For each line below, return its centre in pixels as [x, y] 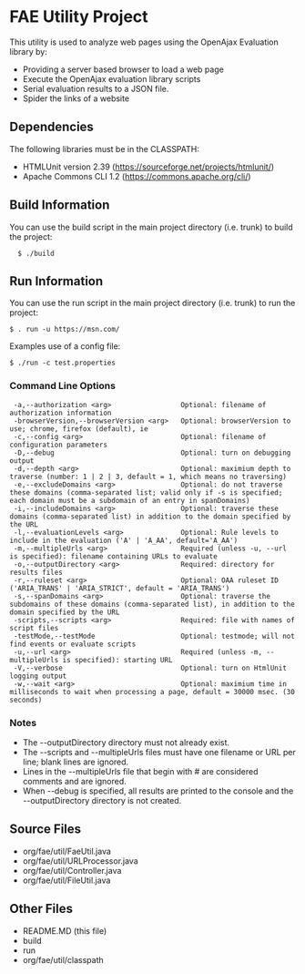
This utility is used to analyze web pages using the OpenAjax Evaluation [144, 42]
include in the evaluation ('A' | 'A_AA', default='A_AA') [124, 540]
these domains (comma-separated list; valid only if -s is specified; [146, 492]
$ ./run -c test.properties [63, 363]
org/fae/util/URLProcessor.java [80, 861]
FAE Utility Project [79, 17]
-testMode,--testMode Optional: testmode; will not [154, 636]
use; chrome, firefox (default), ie [79, 429]
